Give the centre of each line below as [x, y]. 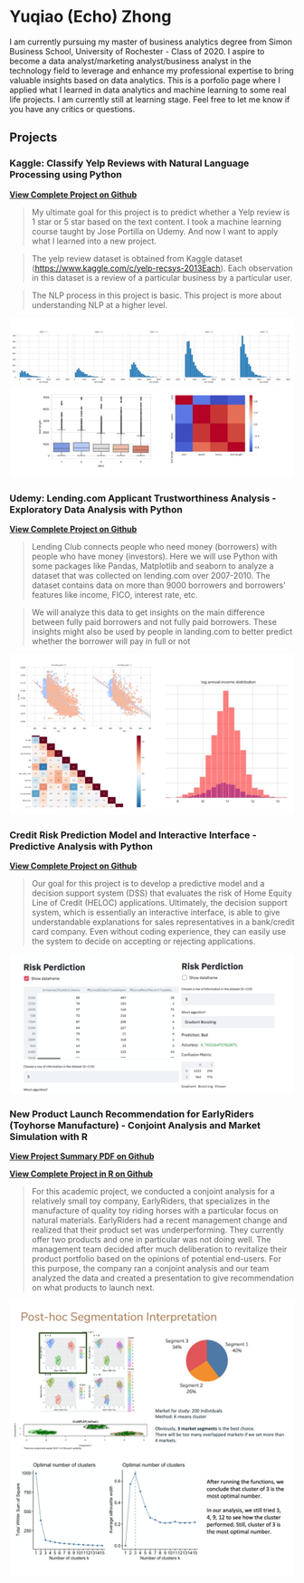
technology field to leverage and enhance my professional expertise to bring [152, 71]
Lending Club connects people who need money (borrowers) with [154, 547]
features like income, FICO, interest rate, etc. [114, 595]
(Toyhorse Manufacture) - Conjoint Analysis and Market [135, 1125]
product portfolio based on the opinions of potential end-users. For [157, 1259]
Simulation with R [48, 1137]
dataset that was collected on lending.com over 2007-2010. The [151, 576]
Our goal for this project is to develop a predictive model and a [148, 884]
